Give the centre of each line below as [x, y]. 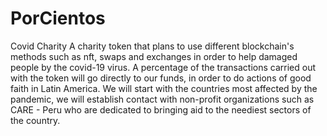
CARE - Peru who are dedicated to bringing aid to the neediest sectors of [161, 109]
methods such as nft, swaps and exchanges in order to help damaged [154, 56]
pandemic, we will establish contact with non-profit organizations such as [162, 99]
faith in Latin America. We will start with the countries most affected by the [164, 88]
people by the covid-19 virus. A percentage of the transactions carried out [163, 67]
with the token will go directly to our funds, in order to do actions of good [161, 78]
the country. [35, 120]
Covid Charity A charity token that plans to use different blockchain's [152, 46]
